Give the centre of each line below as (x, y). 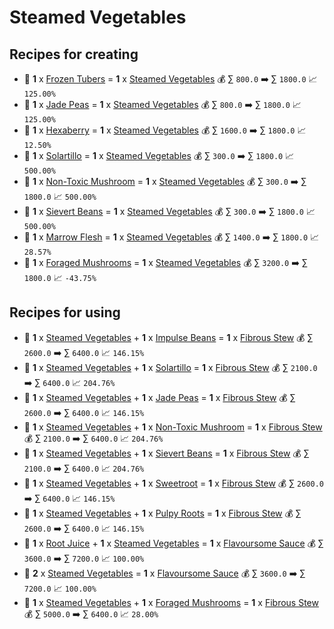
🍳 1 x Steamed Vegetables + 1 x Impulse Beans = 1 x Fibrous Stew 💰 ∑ (168, 337)
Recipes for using (65, 312)
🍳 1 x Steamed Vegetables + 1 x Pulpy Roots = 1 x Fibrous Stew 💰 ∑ (162, 513)
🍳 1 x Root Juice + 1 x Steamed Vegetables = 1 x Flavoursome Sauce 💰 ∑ (173, 543)
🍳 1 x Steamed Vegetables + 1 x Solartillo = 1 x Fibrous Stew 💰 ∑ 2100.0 (170, 367)
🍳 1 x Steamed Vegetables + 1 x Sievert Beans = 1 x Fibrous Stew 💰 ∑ (166, 453)
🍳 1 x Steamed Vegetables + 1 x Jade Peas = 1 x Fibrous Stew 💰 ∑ (159, 397)
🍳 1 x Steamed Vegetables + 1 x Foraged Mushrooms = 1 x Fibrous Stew (171, 602)
